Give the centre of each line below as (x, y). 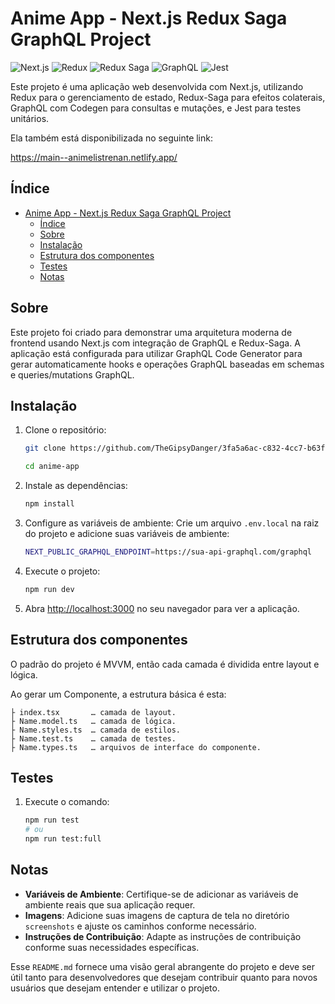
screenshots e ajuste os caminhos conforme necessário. (140, 926)
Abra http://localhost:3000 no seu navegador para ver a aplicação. (162, 608)
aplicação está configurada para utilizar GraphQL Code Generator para (156, 353)
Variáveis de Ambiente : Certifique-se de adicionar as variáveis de (161, 894)
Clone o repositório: (65, 430)
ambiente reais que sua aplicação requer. (110, 904)
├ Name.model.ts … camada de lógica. (93, 721)
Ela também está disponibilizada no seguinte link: (111, 138)
